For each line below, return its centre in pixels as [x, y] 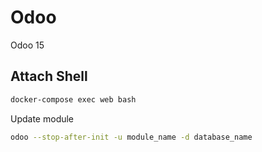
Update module [42, 118]
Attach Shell [49, 76]
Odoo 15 [27, 45]
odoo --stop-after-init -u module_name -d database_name [131, 137]
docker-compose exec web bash [73, 99]
